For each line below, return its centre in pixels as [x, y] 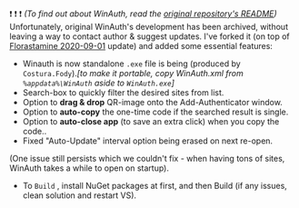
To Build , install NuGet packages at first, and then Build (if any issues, [155, 186]
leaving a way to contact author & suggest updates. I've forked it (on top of [150, 36]
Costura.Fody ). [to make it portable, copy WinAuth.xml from [133, 73]
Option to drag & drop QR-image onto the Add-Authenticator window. [153, 102]
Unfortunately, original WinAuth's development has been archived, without [149, 27]
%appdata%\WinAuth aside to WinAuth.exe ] [99, 83]
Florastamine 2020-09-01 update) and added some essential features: [141, 46]
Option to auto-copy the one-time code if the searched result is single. [155, 112]
